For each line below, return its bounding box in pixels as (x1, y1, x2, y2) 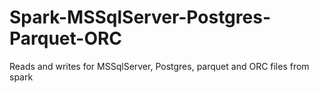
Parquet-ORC (9, 27, 123, 50)
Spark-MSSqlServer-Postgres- (9, 6, 271, 29)
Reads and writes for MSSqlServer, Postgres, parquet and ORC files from (9, 60, 310, 72)
